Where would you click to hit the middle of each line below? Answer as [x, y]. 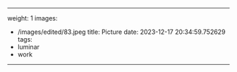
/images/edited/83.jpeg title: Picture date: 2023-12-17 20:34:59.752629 [121, 32]
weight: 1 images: [32, 18]
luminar [29, 47]
